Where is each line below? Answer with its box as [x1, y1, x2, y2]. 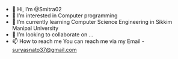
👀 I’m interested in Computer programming [11, 12, 118, 19]
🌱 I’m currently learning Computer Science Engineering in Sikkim [11, 18, 173, 25]
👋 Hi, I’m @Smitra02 [11, 6, 62, 13]
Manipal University [11, 24, 59, 32]
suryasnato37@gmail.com [11, 46, 77, 53]
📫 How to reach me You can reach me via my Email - [11, 38, 144, 45]
